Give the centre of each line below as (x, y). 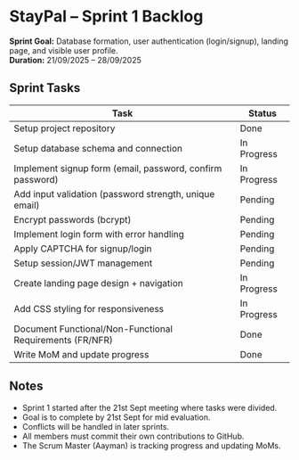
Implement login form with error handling (99, 234)
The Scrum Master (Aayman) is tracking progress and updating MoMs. (151, 445)
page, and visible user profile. (64, 50)
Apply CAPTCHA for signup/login (83, 249)
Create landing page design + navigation (99, 283)
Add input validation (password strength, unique (114, 193)
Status (263, 113)
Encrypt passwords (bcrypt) (73, 219)
